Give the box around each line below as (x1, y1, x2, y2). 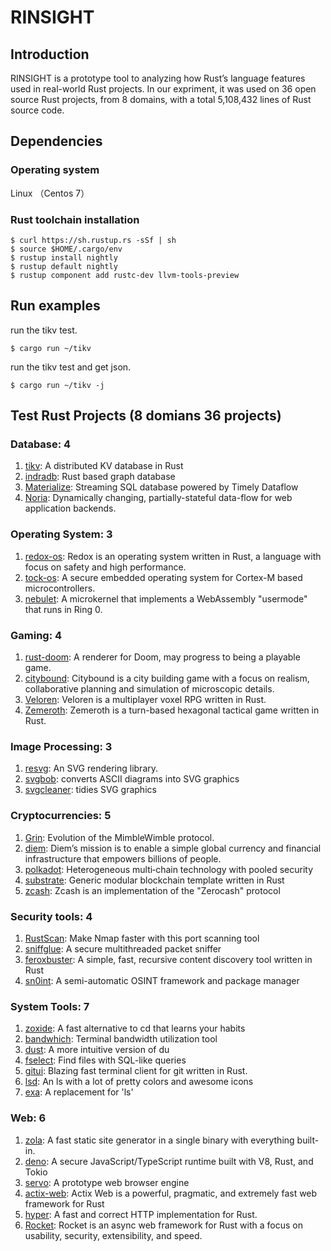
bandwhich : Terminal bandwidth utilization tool (24, 1033, 218, 1045)
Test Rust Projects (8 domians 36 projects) (10, 407, 282, 425)
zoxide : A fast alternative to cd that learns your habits (24, 1022, 246, 1035)
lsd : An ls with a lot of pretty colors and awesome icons (24, 1076, 254, 1088)
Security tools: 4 (10, 909, 93, 923)
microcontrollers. (24, 582, 96, 594)
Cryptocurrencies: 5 (10, 809, 112, 823)
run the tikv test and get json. (10, 361, 132, 373)
